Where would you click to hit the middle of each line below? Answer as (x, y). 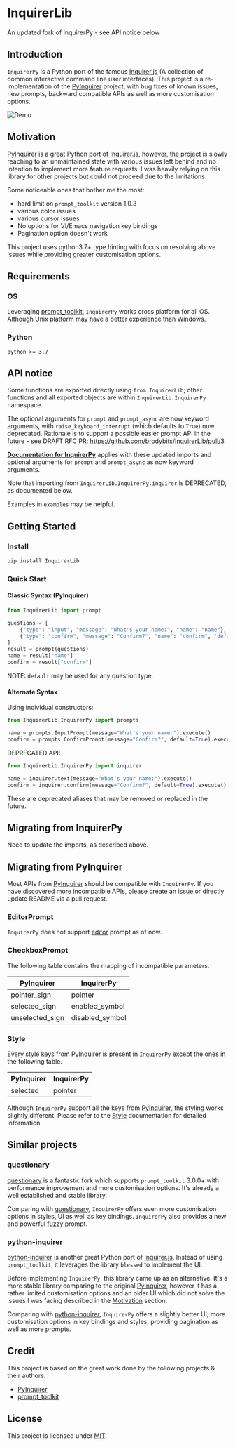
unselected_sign (38, 1017)
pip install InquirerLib (43, 561)
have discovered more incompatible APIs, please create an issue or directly (116, 891)
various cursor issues (48, 218)
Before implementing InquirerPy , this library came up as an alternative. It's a (117, 1278)
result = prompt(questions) (48, 649)
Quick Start (27, 579)
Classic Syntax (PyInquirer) (48, 595)
